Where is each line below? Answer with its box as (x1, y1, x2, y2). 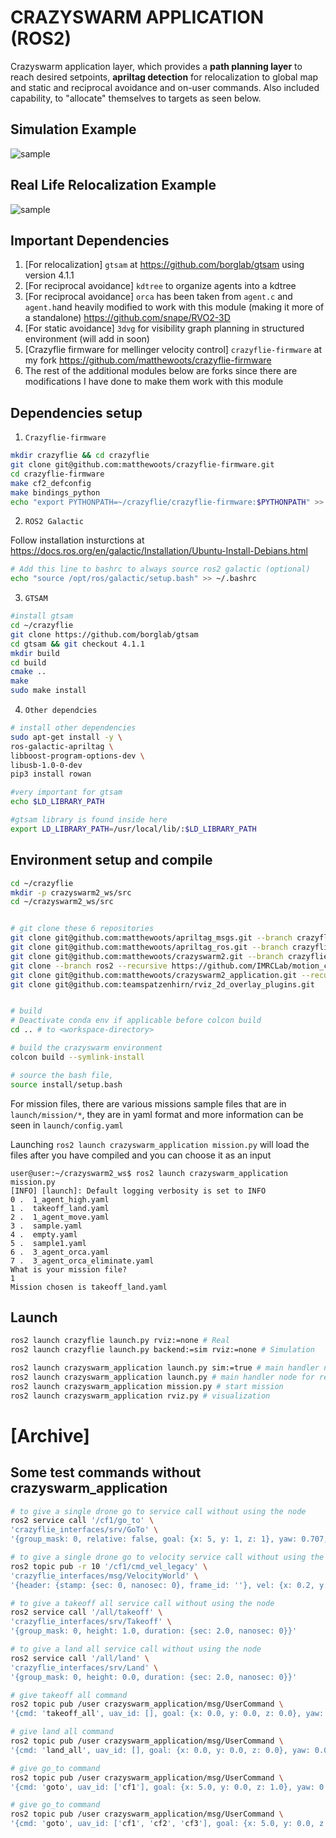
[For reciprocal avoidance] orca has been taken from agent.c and (24, 291, 293, 303)
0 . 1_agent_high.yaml (10, 1194, 110, 1205)
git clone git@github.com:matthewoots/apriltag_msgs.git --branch (10, 933, 293, 943)
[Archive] (10, 1424, 90, 1447)
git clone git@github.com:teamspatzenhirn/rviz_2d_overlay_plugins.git (10, 979, 315, 990)
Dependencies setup (10, 404, 143, 421)
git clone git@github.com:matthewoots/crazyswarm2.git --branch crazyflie (10, 951, 329, 961)
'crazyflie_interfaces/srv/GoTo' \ (10, 1525, 159, 1535)
